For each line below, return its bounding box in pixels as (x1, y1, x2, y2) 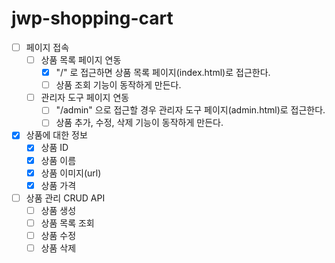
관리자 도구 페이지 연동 (40, 92, 130, 104)
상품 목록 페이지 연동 (40, 54, 122, 66)
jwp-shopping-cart (11, 7, 174, 30)
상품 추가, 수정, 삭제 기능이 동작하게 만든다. (55, 117, 224, 129)
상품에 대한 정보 (25, 129, 88, 141)
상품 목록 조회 (40, 217, 95, 229)
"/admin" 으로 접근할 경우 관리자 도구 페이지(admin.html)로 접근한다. (55, 104, 326, 116)
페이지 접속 (25, 41, 70, 53)
